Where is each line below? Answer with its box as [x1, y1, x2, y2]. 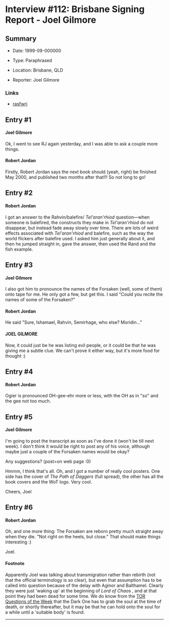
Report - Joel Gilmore [5, 14, 97, 26]
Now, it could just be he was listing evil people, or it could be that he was [5, 342, 156, 348]
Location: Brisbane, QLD [12, 67, 63, 73]
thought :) [5, 353, 26, 359]
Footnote [5, 561, 25, 567]
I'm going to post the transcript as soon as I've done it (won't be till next [5, 438, 154, 444]
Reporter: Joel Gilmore [12, 77, 60, 83]
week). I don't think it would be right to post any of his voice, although [5, 443, 150, 449]
